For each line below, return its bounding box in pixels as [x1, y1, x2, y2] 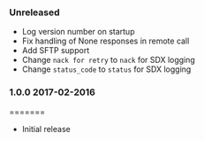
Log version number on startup [21, 27, 135, 37]
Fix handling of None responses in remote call [21, 35, 190, 46]
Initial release [21, 123, 71, 134]
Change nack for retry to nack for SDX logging [21, 55, 196, 66]
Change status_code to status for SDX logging [21, 64, 192, 74]
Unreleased [9, 6, 60, 19]
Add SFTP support [21, 45, 90, 56]
